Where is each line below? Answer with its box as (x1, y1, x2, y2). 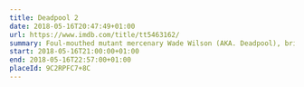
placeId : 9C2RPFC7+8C (9, 64, 91, 73)
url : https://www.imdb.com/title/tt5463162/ (9, 30, 180, 39)
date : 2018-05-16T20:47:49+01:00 (9, 22, 136, 31)
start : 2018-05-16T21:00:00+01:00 (9, 47, 140, 56)
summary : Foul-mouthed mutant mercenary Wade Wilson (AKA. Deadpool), (9, 38, 281, 48)
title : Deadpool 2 (9, 13, 79, 23)
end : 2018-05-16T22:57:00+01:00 (9, 55, 131, 64)
